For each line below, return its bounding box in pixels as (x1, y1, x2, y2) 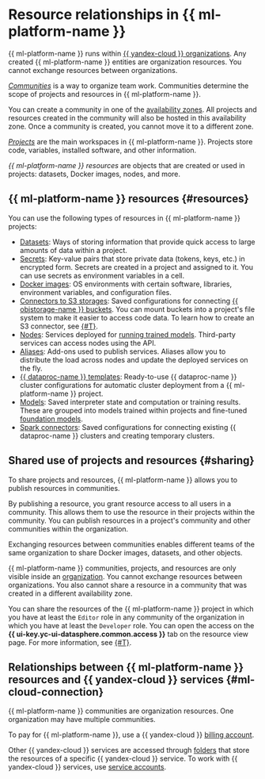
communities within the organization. (8, 524, 129, 533)
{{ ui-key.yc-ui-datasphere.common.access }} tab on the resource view (8, 629, 249, 639)
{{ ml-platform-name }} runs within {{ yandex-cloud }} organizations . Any (8, 48, 247, 58)
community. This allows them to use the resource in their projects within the (8, 507, 256, 516)
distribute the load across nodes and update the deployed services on (19, 355, 248, 364)
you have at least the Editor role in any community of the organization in (8, 612, 245, 622)
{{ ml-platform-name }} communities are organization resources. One (8, 706, 234, 716)
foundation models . (19, 414, 83, 424)
